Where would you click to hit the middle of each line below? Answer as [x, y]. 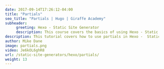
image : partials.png [26, 46]
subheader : [16, 23]
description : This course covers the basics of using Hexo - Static [87, 32]
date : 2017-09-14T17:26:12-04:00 [39, 9]
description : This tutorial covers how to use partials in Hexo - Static [83, 37]
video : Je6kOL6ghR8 [25, 50]
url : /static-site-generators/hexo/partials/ [52, 55]
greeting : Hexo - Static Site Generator [57, 28]
